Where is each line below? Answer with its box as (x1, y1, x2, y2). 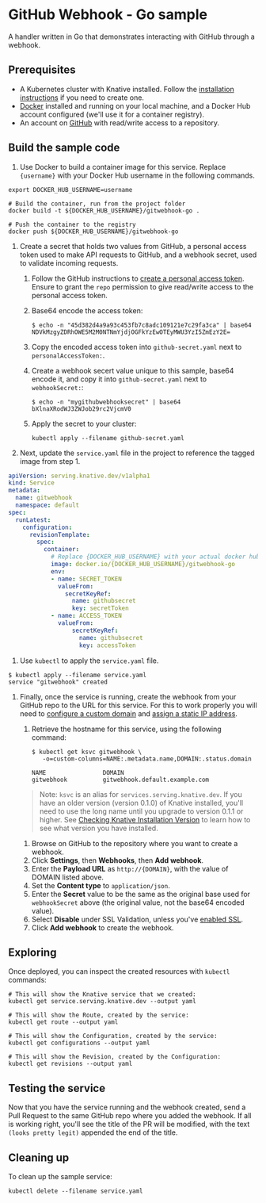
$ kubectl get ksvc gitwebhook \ (31, 748, 142, 756)
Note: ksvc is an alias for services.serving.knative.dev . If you (39, 789, 243, 799)
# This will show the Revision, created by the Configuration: (8, 1053, 222, 1061)
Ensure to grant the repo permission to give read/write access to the (31, 282, 254, 291)
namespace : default (15, 501, 80, 509)
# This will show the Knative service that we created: (8, 990, 196, 998)
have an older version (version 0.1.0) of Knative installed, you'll (39, 798, 244, 807)
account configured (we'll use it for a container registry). (19, 109, 204, 119)
